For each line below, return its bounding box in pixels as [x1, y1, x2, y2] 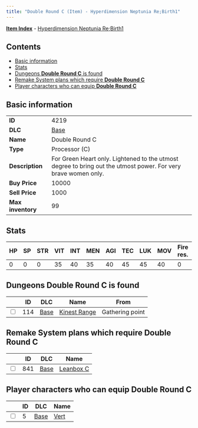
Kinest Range [59, 308, 96, 316]
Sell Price [9, 189, 37, 197]
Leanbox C [59, 364, 90, 373]
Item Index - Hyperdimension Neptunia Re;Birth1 [6, 25, 124, 32]
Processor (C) [51, 145, 90, 153]
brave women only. [51, 169, 104, 177]
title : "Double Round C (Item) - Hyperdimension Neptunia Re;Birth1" [6, 8, 181, 15]
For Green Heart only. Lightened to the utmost [51, 154, 179, 163]
